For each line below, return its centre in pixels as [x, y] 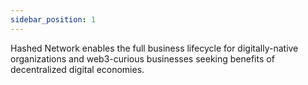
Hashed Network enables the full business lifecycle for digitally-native [154, 48]
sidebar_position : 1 [53, 19]
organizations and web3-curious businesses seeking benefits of [142, 58]
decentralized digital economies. [77, 69]
